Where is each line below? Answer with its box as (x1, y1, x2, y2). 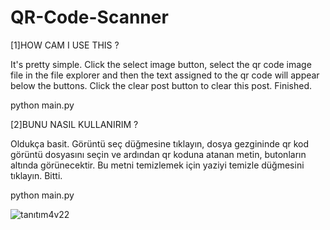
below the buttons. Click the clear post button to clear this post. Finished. (10, 79, 312, 91)
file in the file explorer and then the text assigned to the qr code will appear (10, 69, 320, 81)
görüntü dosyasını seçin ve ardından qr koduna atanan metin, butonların (10, 148, 307, 160)
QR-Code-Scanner (10, 6, 169, 29)
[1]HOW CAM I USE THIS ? (10, 39, 120, 51)
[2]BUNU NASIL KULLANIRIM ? (10, 118, 139, 130)
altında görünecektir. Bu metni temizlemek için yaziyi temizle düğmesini (10, 159, 305, 171)
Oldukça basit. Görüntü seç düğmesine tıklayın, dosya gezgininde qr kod (10, 137, 310, 150)
